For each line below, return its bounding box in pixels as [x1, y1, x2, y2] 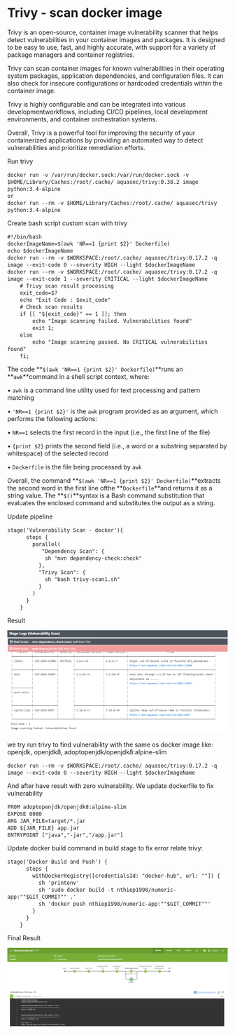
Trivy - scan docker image [7, 5, 163, 21]
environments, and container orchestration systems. [7, 114, 158, 123]
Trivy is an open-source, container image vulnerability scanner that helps [7, 28, 218, 36]
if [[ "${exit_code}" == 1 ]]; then [20, 310, 127, 317]
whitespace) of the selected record [7, 449, 108, 458]
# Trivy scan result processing [20, 282, 114, 289]
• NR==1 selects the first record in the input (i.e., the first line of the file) [7, 428, 211, 436]
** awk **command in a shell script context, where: [7, 372, 150, 380]
